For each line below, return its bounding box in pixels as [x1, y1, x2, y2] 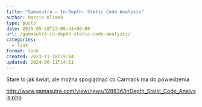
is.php [6, 94, 22, 101]
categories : [6, 37, 36, 43]
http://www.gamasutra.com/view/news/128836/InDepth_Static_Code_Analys [6, 87, 196, 94]
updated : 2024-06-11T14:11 [6, 59, 74, 65]
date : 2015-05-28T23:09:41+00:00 [6, 25, 90, 32]
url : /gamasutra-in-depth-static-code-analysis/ [6, 31, 131, 37]
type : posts [6, 20, 36, 26]
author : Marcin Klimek [6, 14, 63, 20]
